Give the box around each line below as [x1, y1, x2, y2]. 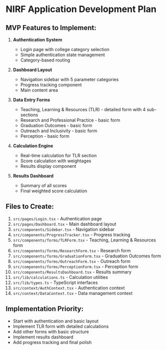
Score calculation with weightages [20, 158, 91, 164]
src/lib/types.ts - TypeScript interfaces [12, 279, 98, 285]
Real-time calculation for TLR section [20, 153, 97, 158]
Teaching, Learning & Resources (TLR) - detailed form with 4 [20, 107, 146, 112]
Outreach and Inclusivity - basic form [20, 128, 97, 134]
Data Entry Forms [12, 97, 50, 103]
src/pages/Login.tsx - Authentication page [12, 215, 102, 221]
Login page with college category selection [20, 47, 109, 52]
